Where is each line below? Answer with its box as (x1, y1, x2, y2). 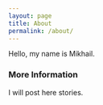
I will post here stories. (8, 87, 84, 97)
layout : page (8, 11, 52, 20)
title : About (8, 19, 52, 27)
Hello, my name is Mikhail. (8, 49, 95, 59)
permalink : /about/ (8, 27, 74, 35)
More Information (8, 69, 78, 81)
